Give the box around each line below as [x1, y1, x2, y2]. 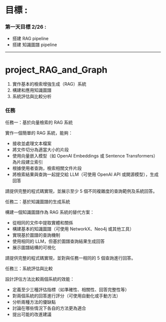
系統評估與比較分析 [12, 94, 52, 100]
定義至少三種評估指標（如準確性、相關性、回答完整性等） [12, 286, 129, 292]
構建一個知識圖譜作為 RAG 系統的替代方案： [5, 209, 95, 215]
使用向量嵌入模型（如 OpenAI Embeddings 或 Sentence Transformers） [12, 153, 158, 159]
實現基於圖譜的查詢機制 [12, 232, 60, 238]
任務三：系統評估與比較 [5, 266, 53, 271]
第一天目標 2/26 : [5, 23, 46, 30]
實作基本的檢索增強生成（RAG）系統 [12, 81, 86, 87]
